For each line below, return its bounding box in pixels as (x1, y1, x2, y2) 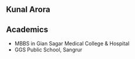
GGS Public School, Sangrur (14, 46, 83, 53)
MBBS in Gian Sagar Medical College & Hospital (14, 40, 130, 47)
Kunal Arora (6, 5, 51, 15)
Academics (6, 25, 49, 34)
